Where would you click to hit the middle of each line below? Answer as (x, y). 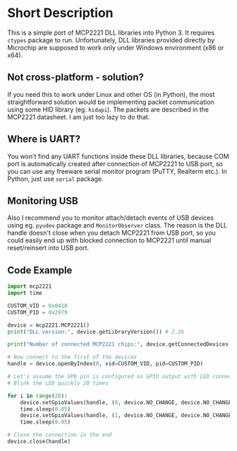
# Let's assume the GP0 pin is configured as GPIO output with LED (109, 377)
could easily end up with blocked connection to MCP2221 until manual (109, 240)
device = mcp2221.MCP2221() (49, 325)
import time (25, 293)
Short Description (61, 13)
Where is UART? (44, 139)
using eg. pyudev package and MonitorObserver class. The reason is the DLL (117, 225)
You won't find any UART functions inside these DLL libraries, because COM (118, 156)
